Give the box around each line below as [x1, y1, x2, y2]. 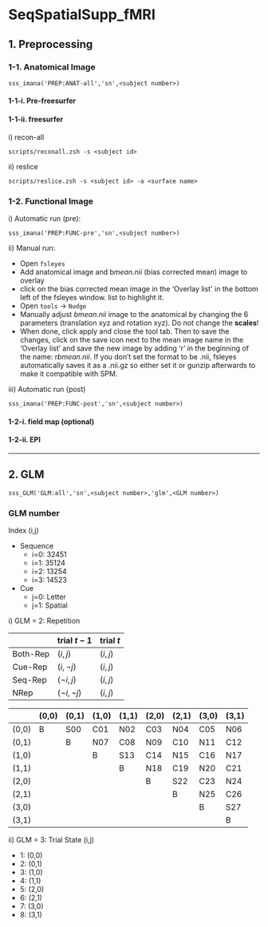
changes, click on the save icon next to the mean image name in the [19, 335, 244, 344]
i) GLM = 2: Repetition [8, 616, 81, 625]
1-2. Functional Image [8, 196, 94, 207]
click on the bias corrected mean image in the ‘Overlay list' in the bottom [19, 283, 259, 293]
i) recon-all [8, 132, 45, 141]
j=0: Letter [31, 592, 66, 601]
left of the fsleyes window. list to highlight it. [19, 292, 165, 302]
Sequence [19, 541, 54, 550]
